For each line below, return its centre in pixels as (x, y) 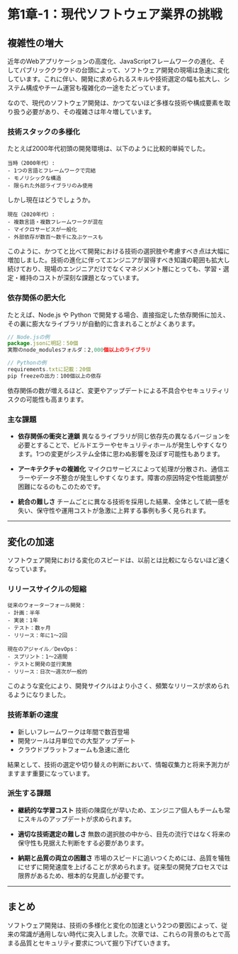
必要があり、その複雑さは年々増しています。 (91, 112)
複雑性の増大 (35, 43)
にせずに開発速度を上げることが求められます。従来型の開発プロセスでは (123, 867)
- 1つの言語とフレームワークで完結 (52, 171)
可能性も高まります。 (57, 399)
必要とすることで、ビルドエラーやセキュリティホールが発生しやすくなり (123, 445)
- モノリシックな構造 (34, 178)
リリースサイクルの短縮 (47, 589)
